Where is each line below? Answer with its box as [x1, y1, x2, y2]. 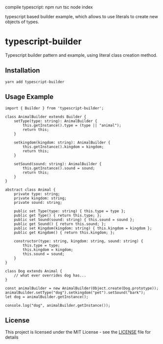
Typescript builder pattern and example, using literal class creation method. [5, 52, 158, 58]
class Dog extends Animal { [5, 269, 63, 273]
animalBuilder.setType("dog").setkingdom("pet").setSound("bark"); [5, 290, 146, 295]
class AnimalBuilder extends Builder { [5, 114, 87, 119]
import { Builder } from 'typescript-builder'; [5, 105, 104, 111]
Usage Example [5, 93, 54, 101]
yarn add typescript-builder [5, 79, 65, 84]
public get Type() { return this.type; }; [14, 213, 102, 218]
